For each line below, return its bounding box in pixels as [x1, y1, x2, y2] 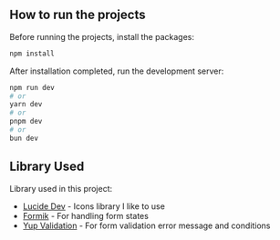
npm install [9, 49, 55, 58]
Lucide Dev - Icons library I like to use [22, 200, 166, 212]
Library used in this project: [9, 183, 112, 194]
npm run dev [9, 83, 55, 92]
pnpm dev [9, 117, 43, 126]
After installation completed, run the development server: [9, 65, 224, 76]
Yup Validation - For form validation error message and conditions [22, 220, 271, 231]
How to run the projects [9, 7, 146, 23]
